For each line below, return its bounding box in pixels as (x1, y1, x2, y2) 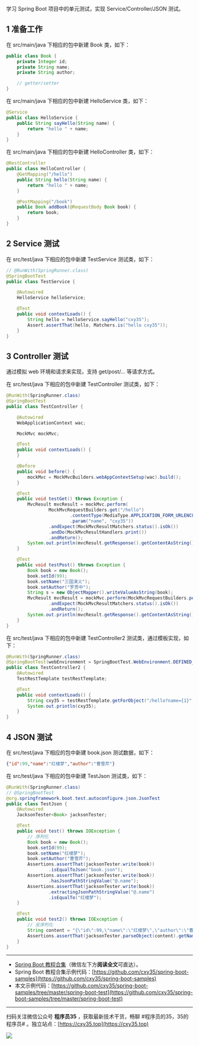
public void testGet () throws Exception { (17, 496, 123, 502)
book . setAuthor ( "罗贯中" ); (27, 584, 92, 590)
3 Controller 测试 (6, 351, 69, 361)
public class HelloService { (6, 115, 78, 121)
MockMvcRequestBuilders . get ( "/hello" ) (48, 507, 145, 513)
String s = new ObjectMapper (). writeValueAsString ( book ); (27, 589, 174, 596)
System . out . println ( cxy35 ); (27, 703, 97, 709)
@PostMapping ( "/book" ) (17, 199, 73, 205)
